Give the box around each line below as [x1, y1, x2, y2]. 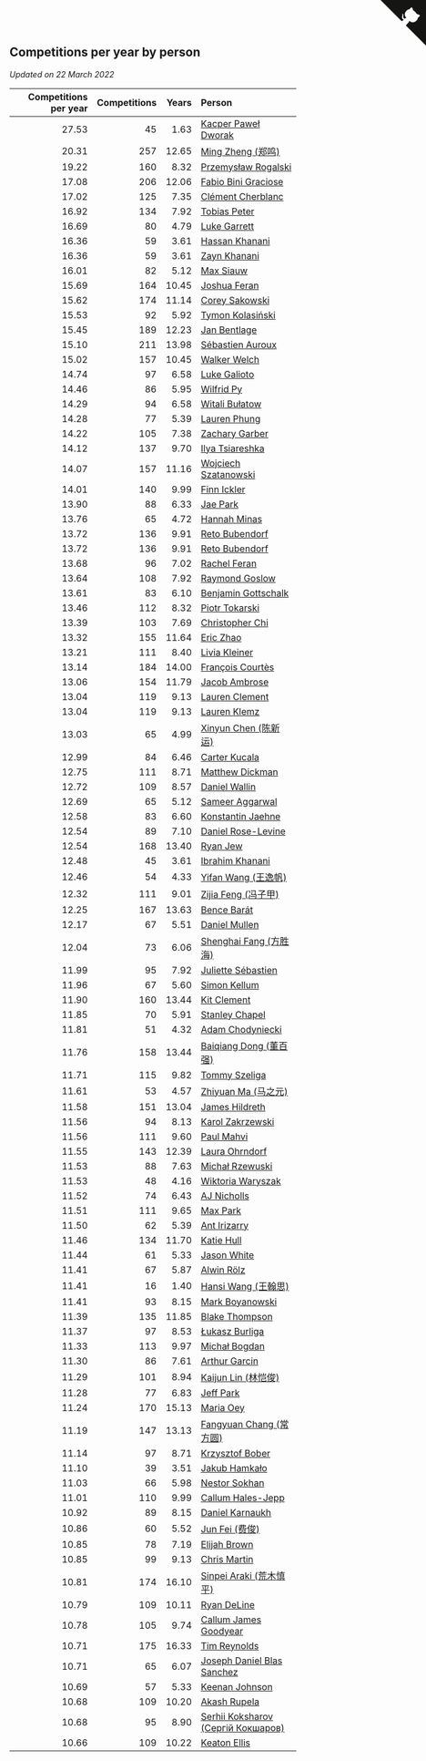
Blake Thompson [200, 1310, 273, 1323]
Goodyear [200, 1624, 244, 1637]
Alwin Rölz [200, 1263, 246, 1276]
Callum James [200, 1613, 262, 1626]
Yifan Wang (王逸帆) [200, 870, 287, 883]
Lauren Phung [200, 412, 261, 425]
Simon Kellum [200, 978, 259, 991]
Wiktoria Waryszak [200, 1174, 281, 1187]
